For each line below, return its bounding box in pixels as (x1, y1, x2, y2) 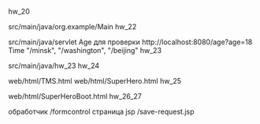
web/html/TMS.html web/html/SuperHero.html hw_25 (8, 77, 182, 85)
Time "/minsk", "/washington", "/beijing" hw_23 (8, 46, 162, 54)
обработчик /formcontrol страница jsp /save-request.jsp (8, 107, 195, 116)
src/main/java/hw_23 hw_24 (8, 61, 100, 70)
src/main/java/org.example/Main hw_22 (8, 22, 137, 31)
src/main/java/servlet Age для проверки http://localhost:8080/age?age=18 (8, 37, 253, 47)
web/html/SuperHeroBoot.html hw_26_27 (8, 92, 142, 101)
